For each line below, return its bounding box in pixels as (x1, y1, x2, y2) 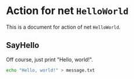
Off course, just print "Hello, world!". (6, 56, 93, 63)
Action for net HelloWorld (6, 4, 129, 18)
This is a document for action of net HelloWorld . (6, 23, 121, 30)
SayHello (6, 40, 40, 50)
